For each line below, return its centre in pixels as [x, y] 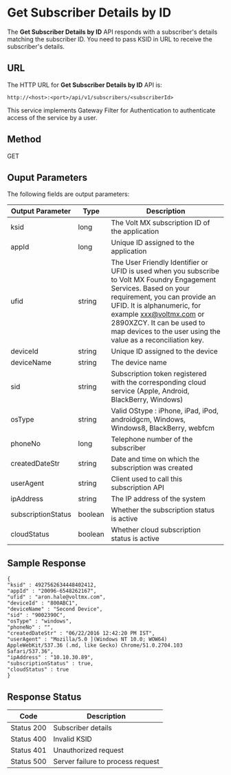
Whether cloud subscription [156, 530]
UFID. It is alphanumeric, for [156, 306]
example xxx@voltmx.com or [158, 314]
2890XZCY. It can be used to [158, 323]
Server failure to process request [106, 762]
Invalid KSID [73, 739]
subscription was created [152, 468]
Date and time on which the [155, 459]
